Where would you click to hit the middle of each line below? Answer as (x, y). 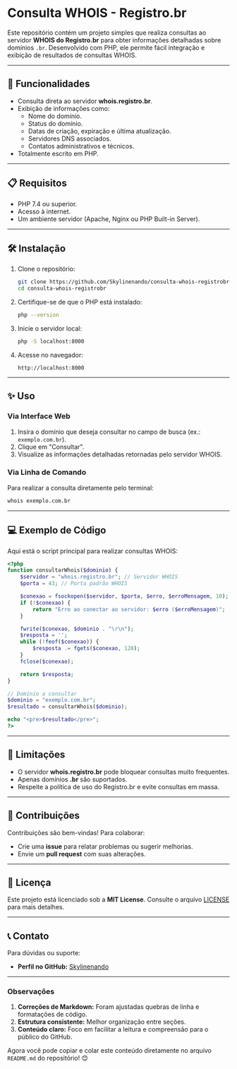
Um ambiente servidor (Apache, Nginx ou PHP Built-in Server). (109, 219)
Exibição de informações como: (63, 108)
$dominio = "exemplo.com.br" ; (52, 700)
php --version (38, 315)
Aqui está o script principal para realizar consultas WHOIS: (93, 551)
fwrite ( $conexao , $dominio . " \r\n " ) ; (77, 629)
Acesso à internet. (44, 211)
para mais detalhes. (36, 907)
